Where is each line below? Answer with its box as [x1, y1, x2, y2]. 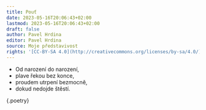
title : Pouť [6, 9, 37, 15]
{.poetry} [6, 97, 29, 104]
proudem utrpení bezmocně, [15, 78, 88, 86]
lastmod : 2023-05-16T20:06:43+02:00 [6, 20, 100, 26]
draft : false [6, 26, 40, 32]
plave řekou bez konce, [15, 71, 75, 79]
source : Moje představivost [6, 43, 78, 50]
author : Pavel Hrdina [6, 32, 62, 38]
